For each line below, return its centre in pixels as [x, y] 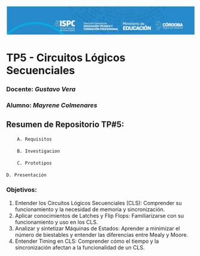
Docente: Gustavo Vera [41, 89]
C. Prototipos [34, 163]
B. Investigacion [39, 151]
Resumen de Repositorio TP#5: [65, 125]
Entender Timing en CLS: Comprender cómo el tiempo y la [87, 241]
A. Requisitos [34, 139]
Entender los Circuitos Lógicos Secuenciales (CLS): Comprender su [98, 203]
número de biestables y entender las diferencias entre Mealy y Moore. [101, 234]
